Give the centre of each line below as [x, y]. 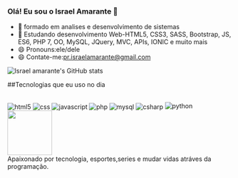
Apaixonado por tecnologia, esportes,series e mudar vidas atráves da [109, 159]
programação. [28, 166]
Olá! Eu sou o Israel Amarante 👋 [63, 11]
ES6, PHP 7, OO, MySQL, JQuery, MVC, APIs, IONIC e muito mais [113, 42]
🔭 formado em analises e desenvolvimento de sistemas [99, 27]
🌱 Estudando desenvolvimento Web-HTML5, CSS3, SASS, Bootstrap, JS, [124, 34]
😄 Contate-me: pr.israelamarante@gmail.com [84, 57]
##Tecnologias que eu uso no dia [56, 85]
